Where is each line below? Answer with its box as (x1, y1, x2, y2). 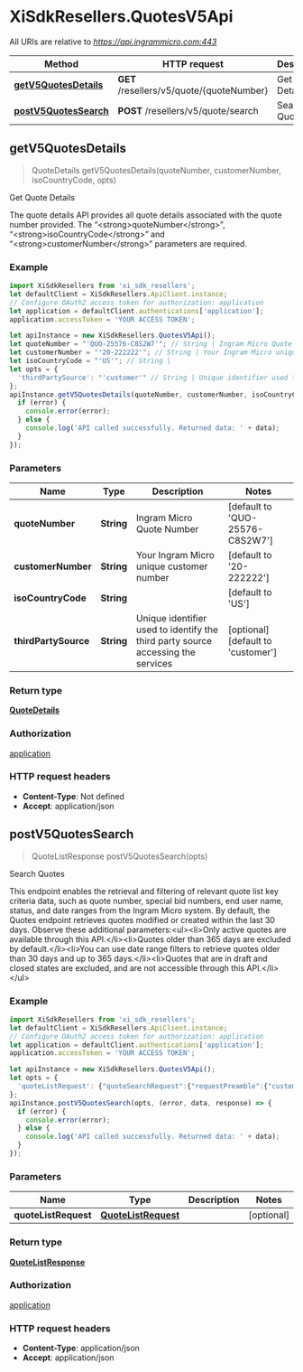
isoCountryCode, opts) (31, 174, 117, 185)
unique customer (135, 560, 208, 573)
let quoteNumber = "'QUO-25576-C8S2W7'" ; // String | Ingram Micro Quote (9, 340, 293, 349)
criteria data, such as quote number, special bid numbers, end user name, (9, 895, 284, 906)
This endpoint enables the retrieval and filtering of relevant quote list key (9, 885, 280, 896)
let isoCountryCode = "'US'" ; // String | (9, 357, 171, 366)
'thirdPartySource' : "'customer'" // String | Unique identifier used (17, 373, 289, 382)
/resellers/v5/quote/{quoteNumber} (117, 84, 269, 97)
